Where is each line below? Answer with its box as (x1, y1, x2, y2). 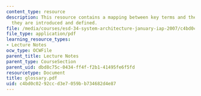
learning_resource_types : (6, 36, 71, 42)
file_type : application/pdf (6, 31, 77, 37)
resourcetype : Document (6, 70, 66, 76)
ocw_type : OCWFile (6, 48, 52, 54)
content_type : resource (6, 8, 66, 15)
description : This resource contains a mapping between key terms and (6, 14, 186, 20)
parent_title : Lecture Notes (6, 53, 79, 59)
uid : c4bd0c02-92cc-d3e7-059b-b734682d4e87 (6, 81, 117, 87)
